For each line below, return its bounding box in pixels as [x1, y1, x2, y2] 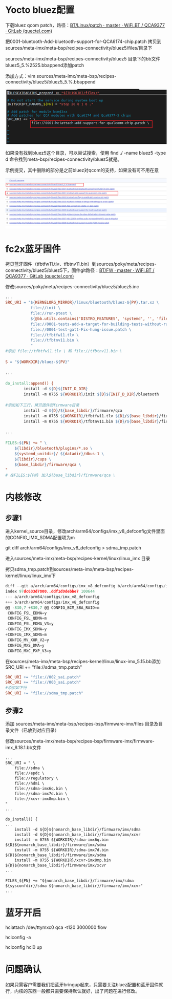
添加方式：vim [5, 73, 36, 79]
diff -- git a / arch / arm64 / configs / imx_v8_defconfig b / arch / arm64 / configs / [5, 584, 166, 589]
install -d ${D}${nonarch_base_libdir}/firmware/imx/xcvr [14, 832, 141, 837]
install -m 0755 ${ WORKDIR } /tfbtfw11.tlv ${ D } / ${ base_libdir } [24, 413, 159, 418]
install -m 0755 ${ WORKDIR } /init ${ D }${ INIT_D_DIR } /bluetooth [24, 392, 159, 397]
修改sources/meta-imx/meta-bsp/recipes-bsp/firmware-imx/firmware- [5, 738, 155, 744]
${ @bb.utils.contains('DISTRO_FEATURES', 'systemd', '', [30, 316, 155, 321]
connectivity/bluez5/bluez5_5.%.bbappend [5, 78, 96, 84]
